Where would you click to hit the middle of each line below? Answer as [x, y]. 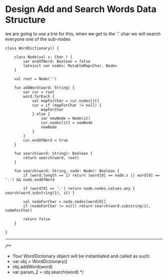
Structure [25, 20]
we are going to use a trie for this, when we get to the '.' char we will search [83, 34]
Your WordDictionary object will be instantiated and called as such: [81, 256]
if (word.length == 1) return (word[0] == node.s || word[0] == [91, 175]
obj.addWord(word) [32, 266]
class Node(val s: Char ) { [43, 57]
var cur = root [39, 92]
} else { [41, 114]
